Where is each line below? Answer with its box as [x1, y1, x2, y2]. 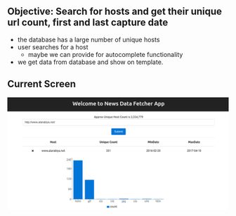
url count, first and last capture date [7, 17, 169, 29]
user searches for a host [17, 42, 89, 51]
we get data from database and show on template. [17, 58, 164, 66]
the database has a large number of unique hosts [17, 35, 160, 44]
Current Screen [7, 78, 76, 90]
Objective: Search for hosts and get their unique [7, 6, 223, 18]
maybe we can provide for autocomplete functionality [27, 50, 183, 58]
